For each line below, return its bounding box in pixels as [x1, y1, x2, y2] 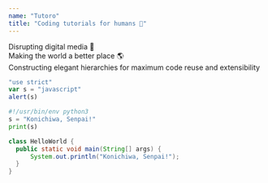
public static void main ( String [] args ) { [15, 145, 162, 153]
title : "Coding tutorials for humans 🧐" [8, 19, 148, 28]
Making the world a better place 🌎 [8, 50, 124, 61]
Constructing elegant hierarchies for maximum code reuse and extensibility [8, 62, 261, 72]
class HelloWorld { [8, 137, 75, 146]
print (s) [8, 122, 38, 130]
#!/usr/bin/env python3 [8, 108, 89, 116]
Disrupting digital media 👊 [8, 41, 95, 51]
